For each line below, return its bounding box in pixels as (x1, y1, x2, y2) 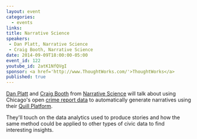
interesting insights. (6, 127, 54, 134)
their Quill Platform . (6, 103, 53, 110)
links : (6, 25, 22, 31)
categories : (6, 14, 35, 20)
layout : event (6, 8, 41, 15)
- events (11, 19, 33, 25)
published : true (6, 74, 46, 80)
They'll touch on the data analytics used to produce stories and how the (6, 114, 181, 121)
